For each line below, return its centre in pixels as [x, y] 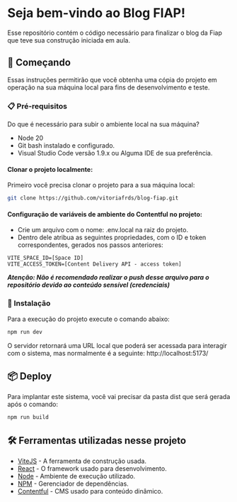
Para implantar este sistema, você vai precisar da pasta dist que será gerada [119, 397]
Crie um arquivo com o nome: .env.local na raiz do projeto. [103, 230]
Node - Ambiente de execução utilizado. [76, 476]
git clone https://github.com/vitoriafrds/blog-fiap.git [93, 198]
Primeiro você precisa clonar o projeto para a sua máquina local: [101, 185]
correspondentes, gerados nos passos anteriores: [91, 245]
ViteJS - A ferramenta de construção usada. [82, 461]
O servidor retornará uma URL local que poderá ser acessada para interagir [117, 345]
